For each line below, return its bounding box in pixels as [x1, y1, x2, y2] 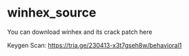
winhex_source [7, 5, 97, 21]
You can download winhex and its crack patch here [7, 28, 153, 36]
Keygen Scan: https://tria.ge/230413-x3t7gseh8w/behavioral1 [7, 41, 182, 49]
